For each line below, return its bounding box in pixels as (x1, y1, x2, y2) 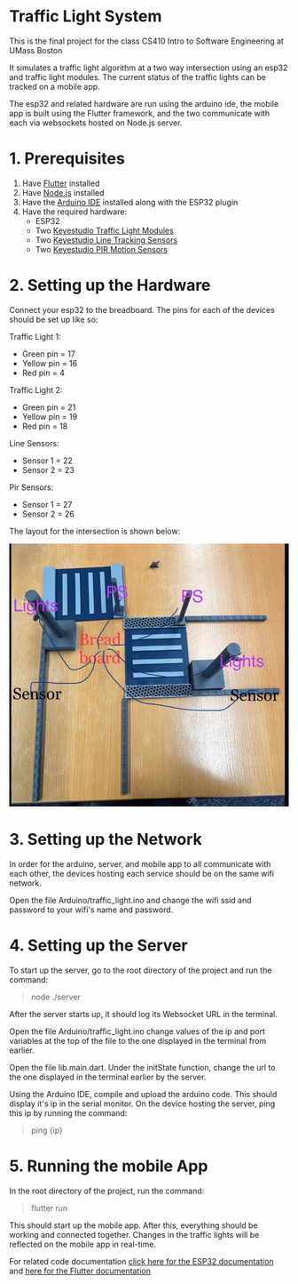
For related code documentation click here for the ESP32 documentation (9, 1256, 274, 1266)
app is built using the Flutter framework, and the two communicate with (9, 108, 271, 118)
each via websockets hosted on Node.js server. (9, 117, 183, 128)
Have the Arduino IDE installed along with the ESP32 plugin (21, 197, 239, 207)
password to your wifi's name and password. (9, 904, 174, 915)
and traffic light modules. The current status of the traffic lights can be (9, 71, 267, 82)
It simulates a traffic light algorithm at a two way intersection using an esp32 (9, 62, 288, 73)
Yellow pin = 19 (21, 411, 78, 421)
